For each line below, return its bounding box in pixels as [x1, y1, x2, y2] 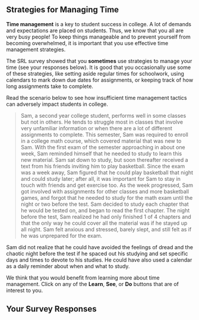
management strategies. [6, 46, 66, 53]
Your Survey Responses [6, 304, 97, 314]
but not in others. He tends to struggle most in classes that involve [20, 118, 183, 126]
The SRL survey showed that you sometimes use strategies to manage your [6, 57, 192, 64]
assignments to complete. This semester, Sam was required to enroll [20, 131, 188, 138]
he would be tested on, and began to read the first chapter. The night [20, 206, 190, 214]
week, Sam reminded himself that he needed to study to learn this [20, 150, 182, 157]
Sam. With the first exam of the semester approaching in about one [20, 143, 185, 150]
